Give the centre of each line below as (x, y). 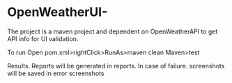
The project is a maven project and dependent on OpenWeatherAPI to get (113, 31)
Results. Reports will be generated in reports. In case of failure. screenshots (116, 66)
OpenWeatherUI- (57, 12)
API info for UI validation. (43, 38)
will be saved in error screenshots (56, 73)
